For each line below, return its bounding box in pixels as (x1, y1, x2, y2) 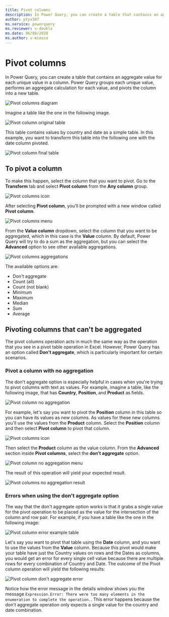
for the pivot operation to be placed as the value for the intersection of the (5, 509, 159, 515)
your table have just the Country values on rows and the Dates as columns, (5, 550, 161, 556)
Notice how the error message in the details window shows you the (5, 586, 145, 592)
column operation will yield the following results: (5, 566, 106, 572)
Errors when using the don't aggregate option (5, 492, 119, 499)
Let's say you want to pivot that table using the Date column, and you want (5, 539, 160, 545)
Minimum (12, 289, 32, 295)
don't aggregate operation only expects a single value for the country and (5, 602, 158, 608)
